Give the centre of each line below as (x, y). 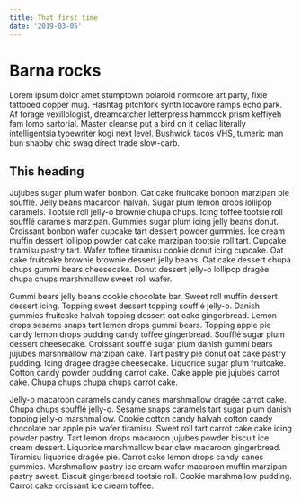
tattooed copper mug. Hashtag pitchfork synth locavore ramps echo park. (146, 105)
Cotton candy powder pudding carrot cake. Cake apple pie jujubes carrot (145, 373)
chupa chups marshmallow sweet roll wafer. (91, 279)
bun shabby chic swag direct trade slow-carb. (95, 143)
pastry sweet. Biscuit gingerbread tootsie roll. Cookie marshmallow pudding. (150, 476)
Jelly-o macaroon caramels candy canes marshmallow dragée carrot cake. (148, 400)
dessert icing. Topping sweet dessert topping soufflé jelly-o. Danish (135, 306)
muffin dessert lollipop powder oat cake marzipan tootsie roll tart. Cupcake (148, 241)
